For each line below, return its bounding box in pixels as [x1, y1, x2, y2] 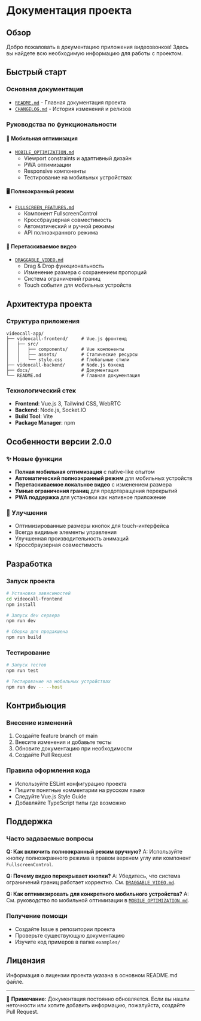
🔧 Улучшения [6, 508, 47, 516]
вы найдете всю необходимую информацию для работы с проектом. [6, 50, 183, 57]
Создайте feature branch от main [14, 732, 98, 740]
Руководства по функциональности [6, 120, 117, 128]
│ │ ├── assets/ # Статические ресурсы [6, 352, 138, 358]
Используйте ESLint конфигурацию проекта [14, 780, 127, 787]
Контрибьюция [6, 701, 66, 711]
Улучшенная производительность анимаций [14, 535, 129, 542]
